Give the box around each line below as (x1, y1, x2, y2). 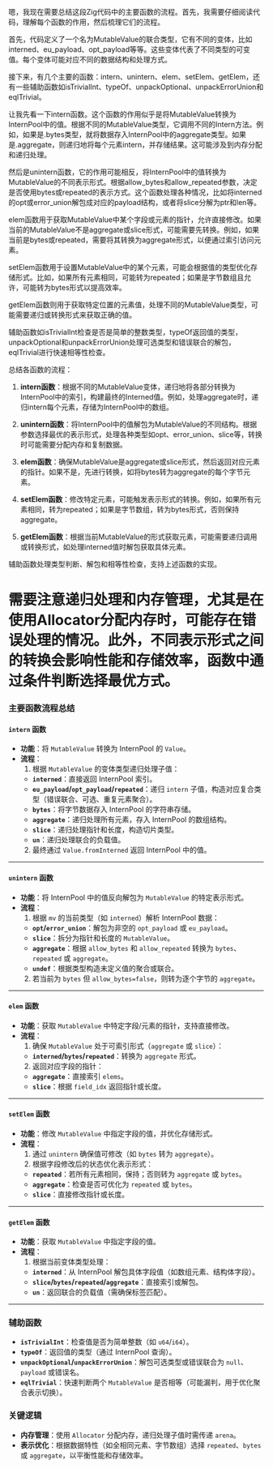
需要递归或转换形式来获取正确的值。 (15, 310, 136, 319)
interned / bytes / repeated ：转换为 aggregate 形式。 (32, 1051, 201, 1060)
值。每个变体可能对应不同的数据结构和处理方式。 (8, 55, 172, 64)
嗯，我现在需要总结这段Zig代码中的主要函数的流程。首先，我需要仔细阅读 (8, 7, 254, 16)
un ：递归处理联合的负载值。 (32, 835, 126, 845)
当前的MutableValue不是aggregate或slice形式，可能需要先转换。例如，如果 (8, 225, 260, 234)
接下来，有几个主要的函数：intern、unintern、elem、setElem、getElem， (8, 72, 254, 81)
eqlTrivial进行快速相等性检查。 (8, 348, 110, 357)
